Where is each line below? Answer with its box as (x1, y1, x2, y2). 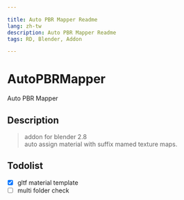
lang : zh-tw (7, 22, 42, 30)
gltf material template (17, 178, 78, 187)
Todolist (7, 160, 44, 172)
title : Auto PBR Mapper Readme (7, 16, 98, 23)
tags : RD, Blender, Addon (7, 35, 82, 42)
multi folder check (17, 186, 69, 194)
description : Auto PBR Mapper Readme (7, 29, 117, 36)
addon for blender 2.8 (24, 133, 87, 140)
